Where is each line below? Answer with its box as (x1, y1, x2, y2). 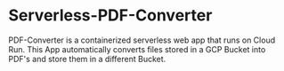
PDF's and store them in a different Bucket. (8, 53, 166, 64)
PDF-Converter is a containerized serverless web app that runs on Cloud (8, 35, 276, 45)
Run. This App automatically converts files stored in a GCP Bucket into (8, 43, 266, 54)
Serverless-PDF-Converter (8, 5, 213, 26)
